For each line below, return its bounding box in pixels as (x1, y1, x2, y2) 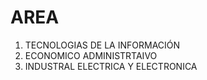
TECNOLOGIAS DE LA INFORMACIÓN (24, 39, 181, 51)
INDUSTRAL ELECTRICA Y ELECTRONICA (24, 60, 198, 72)
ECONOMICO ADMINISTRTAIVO (24, 49, 158, 61)
